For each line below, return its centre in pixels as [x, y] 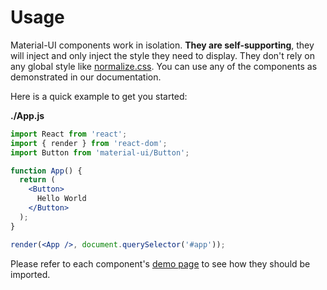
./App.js [27, 115]
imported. [30, 274]
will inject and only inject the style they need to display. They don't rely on [162, 55]
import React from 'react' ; [69, 134]
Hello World [61, 199]
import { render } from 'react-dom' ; [89, 143]
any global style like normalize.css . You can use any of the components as [164, 66]
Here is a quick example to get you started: [99, 96]
